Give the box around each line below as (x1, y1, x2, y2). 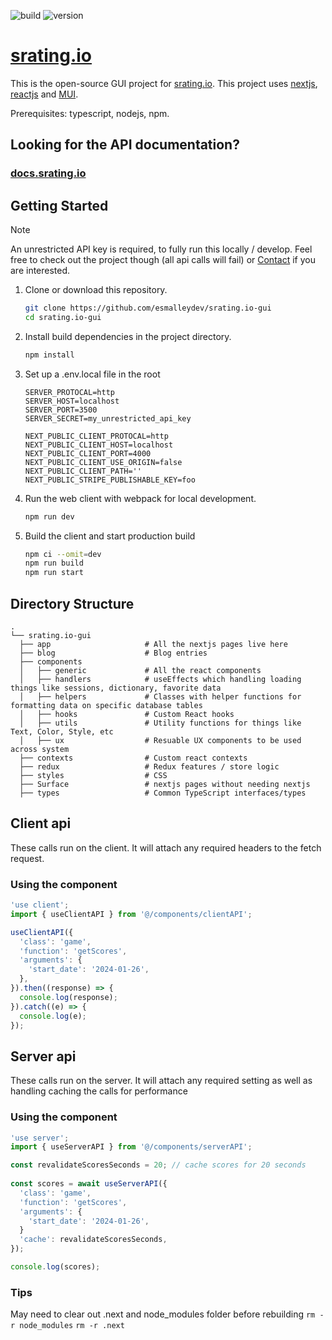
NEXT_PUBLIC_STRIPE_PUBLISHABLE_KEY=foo (24, 475, 196, 485)
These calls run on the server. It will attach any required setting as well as (10, 1075, 313, 1087)
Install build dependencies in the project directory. (24, 330, 232, 342)
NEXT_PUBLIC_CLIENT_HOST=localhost (24, 440, 174, 450)
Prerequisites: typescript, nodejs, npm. (10, 107, 170, 119)
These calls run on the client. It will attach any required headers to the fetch (10, 841, 322, 854)
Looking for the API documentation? (10, 136, 240, 154)
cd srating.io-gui (24, 312, 102, 322)
